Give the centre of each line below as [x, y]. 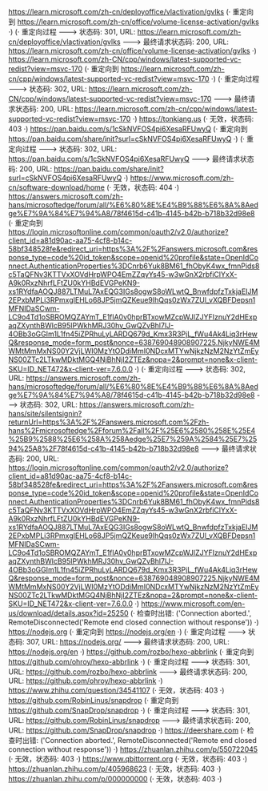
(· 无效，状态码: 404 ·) [143, 187]
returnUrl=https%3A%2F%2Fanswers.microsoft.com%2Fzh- [109, 422]
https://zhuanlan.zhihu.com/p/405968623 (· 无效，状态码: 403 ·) [115, 769]
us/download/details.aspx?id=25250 [69, 613]
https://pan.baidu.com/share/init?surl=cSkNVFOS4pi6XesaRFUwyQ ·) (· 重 [131, 139]
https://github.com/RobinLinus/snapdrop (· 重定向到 [94, 700]
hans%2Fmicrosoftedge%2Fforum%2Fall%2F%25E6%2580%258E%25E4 [132, 430]
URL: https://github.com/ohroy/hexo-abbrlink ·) [86, 681]
